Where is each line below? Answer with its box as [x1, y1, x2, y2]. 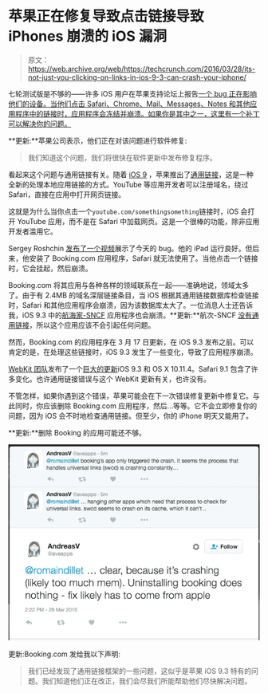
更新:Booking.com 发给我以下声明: [8, 649, 121, 659]
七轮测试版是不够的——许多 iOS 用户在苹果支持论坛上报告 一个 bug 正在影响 [8, 89, 258, 98]
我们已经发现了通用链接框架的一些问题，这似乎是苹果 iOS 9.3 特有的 [27, 667, 252, 676]
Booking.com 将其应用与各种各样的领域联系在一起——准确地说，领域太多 [8, 280, 250, 289]
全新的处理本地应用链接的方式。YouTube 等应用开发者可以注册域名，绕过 [8, 179, 249, 189]
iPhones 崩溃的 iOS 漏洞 [8, 27, 167, 45]
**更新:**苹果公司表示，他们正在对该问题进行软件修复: [8, 136, 187, 145]
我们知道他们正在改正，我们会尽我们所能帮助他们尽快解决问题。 [41, 676, 252, 686]
